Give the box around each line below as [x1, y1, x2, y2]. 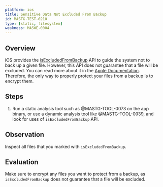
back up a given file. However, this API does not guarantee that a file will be [5, 62, 159, 68]
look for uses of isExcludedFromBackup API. [12, 116, 99, 122]
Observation [5, 131, 44, 139]
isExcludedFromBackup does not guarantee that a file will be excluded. [5, 176, 146, 182]
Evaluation [5, 158, 38, 166]
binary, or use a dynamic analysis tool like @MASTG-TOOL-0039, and [12, 111, 154, 117]
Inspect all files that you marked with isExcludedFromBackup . [5, 143, 127, 149]
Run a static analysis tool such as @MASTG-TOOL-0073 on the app [12, 105, 149, 111]
